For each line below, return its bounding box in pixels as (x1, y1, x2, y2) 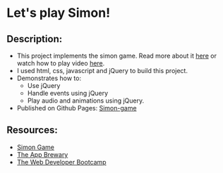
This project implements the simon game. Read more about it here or (16, 51, 217, 60)
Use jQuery (27, 82, 61, 89)
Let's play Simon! (6, 5, 111, 21)
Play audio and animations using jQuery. (27, 96, 145, 105)
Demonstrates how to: (16, 74, 82, 82)
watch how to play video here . (16, 59, 105, 68)
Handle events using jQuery (27, 89, 109, 97)
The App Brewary (16, 150, 68, 159)
